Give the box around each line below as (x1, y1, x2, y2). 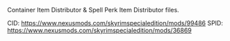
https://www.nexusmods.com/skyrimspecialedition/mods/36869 (7, 27, 192, 34)
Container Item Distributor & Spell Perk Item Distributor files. (7, 6, 179, 14)
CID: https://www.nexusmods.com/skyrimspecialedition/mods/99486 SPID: (7, 19, 224, 27)
